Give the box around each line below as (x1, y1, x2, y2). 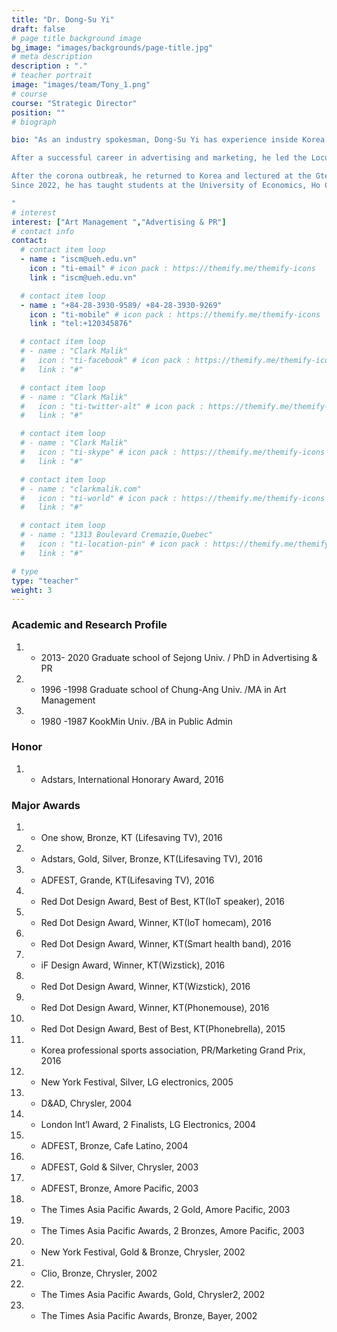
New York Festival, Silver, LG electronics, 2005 (40, 1076, 234, 1088)
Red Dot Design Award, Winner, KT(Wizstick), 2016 (40, 981, 251, 993)
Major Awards (11, 798, 81, 812)
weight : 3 (11, 585, 53, 595)
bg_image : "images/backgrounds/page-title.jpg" (11, 42, 214, 53)
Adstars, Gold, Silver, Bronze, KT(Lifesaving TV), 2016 (40, 853, 264, 865)
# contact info (11, 226, 75, 236)
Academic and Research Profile (11, 618, 168, 632)
